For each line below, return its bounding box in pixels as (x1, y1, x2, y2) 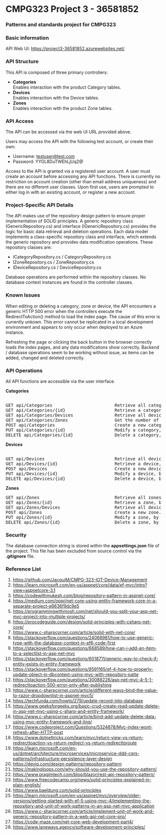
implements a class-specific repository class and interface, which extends (5, 234, 157, 240)
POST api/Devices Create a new (5, 466, 146, 471)
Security (5, 531, 27, 538)
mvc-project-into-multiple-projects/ (12, 614, 86, 620)
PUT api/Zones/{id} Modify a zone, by (5, 514, 159, 520)
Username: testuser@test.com (12, 154, 75, 159)
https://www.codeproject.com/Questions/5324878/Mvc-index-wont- (12, 724, 153, 730)
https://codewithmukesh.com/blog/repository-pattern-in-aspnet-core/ (12, 593, 156, 599)
